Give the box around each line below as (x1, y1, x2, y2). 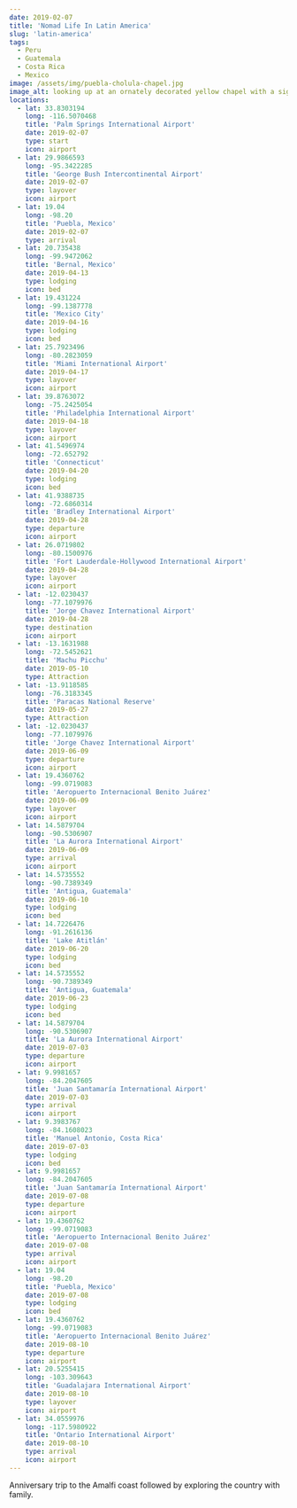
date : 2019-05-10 (25, 664, 89, 673)
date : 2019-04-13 (25, 269, 89, 277)
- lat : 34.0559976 (17, 1414, 86, 1423)
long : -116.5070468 (25, 112, 97, 121)
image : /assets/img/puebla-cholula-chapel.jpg (9, 79, 184, 88)
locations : (9, 95, 49, 105)
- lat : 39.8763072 (17, 392, 86, 402)
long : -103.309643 (25, 1373, 93, 1382)
